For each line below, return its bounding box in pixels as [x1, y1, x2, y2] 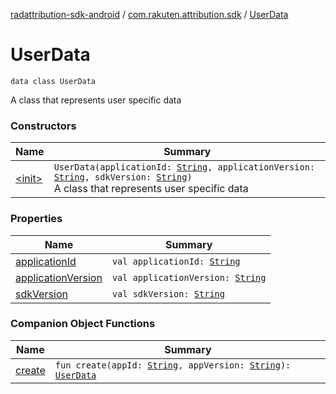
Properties [10, 212, 63, 226]
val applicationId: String [111, 255, 241, 267]
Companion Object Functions [10, 317, 156, 331]
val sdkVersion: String [111, 288, 225, 299]
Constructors [10, 119, 77, 133]
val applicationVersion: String [111, 272, 267, 283]
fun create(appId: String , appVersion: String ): [54, 359, 292, 371]
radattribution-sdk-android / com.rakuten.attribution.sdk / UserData [10, 9, 289, 20]
